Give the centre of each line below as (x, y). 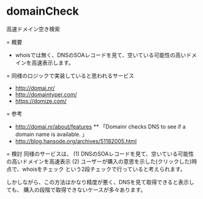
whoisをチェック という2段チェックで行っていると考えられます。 (104, 169)
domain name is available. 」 (51, 134)
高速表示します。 (53, 62)
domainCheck (43, 11)
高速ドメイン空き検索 (33, 29)
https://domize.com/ (41, 101)
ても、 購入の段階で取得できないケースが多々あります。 (76, 190)
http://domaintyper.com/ (46, 94)
